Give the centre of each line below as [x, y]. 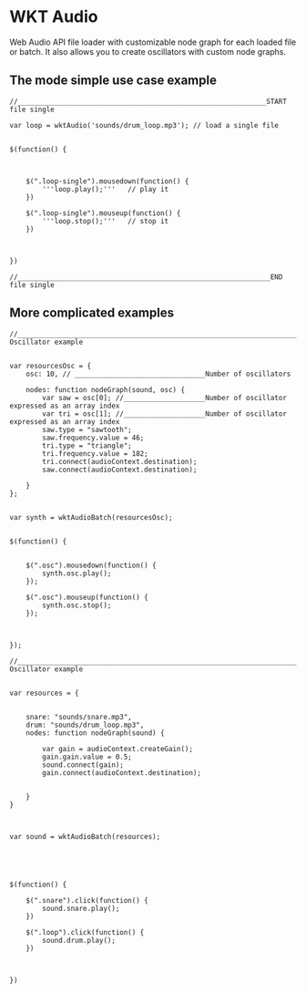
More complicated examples [92, 313]
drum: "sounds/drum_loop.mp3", [85, 725]
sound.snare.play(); [81, 908]
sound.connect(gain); [83, 765]
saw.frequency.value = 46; [93, 438]
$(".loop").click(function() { [85, 932]
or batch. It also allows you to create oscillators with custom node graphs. [148, 51]
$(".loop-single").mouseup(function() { [103, 213]
